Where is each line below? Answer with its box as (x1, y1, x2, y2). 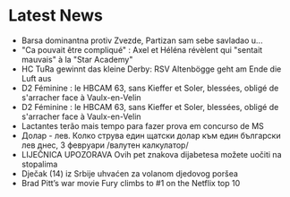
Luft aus (21, 73, 52, 83)
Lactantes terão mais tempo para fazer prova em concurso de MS (21, 120, 265, 131)
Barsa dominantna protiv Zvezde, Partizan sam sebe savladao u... (21, 35, 263, 46)
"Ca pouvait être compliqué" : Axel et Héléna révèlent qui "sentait (21, 44, 263, 55)
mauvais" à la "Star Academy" (21, 54, 133, 64)
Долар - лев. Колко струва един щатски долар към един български (21, 130, 281, 141)
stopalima (21, 158, 58, 169)
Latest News (8, 5, 104, 26)
